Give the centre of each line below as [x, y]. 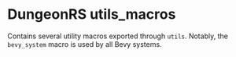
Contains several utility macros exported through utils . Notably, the [118, 36]
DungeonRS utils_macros [92, 14]
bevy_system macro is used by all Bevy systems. [85, 44]
